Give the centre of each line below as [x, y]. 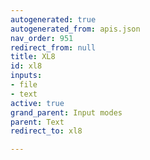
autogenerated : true [53, 19]
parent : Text [37, 122]
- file [24, 85]
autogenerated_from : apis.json [75, 29]
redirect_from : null [53, 47]
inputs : [26, 76]
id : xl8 [26, 66]
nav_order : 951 [42, 38]
